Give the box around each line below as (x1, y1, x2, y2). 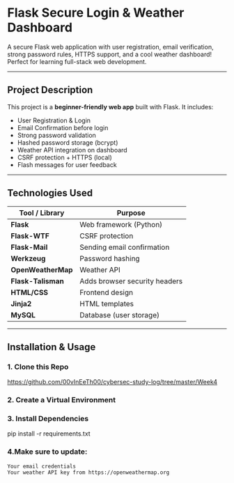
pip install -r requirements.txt (7, 429, 91, 438)
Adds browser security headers (79, 276, 183, 286)
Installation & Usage (7, 341, 96, 353)
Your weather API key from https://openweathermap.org (7, 468, 170, 476)
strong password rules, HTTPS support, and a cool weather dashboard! (7, 50, 212, 58)
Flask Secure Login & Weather (7, 5, 185, 21)
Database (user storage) (79, 310, 160, 319)
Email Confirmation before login (17, 123, 109, 132)
